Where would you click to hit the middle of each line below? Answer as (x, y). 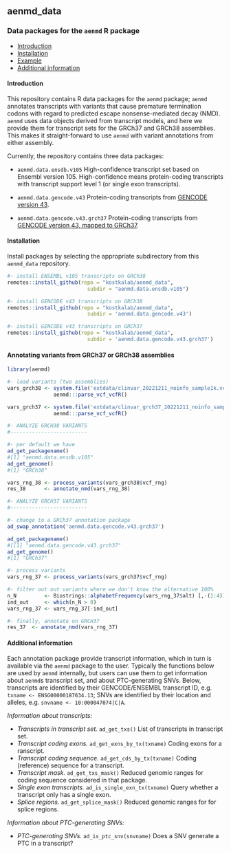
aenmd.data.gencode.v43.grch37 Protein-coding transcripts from (107, 218)
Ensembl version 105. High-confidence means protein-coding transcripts (120, 176)
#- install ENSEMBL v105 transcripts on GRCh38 (77, 276)
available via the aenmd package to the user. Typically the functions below (111, 666)
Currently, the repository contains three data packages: (86, 156)
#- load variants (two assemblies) (58, 382)
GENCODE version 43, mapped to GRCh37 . (78, 225)
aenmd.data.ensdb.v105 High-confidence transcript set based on (108, 169)
